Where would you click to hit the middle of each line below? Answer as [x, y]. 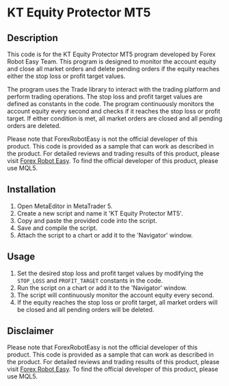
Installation [31, 190]
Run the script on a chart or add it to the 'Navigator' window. [102, 287]
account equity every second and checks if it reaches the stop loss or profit [114, 111]
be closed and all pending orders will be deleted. [85, 309]
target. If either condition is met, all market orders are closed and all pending [115, 118]
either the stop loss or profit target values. [66, 76]
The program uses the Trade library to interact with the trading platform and [114, 89]
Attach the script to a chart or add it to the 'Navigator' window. [105, 235]
